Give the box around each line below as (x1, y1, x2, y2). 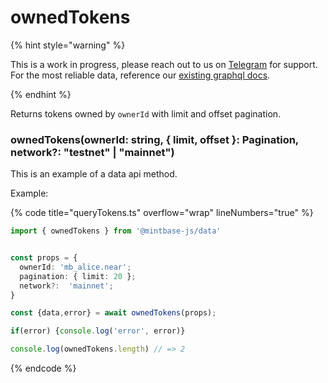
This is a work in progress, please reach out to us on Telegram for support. (10, 58, 318, 70)
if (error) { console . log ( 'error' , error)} (10, 326, 186, 336)
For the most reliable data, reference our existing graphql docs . (10, 69, 271, 81)
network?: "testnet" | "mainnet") (10, 145, 175, 159)
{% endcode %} (10, 362, 77, 375)
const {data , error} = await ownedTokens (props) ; (10, 308, 217, 318)
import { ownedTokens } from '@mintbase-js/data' (10, 226, 222, 236)
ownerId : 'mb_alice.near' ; (19, 262, 132, 272)
